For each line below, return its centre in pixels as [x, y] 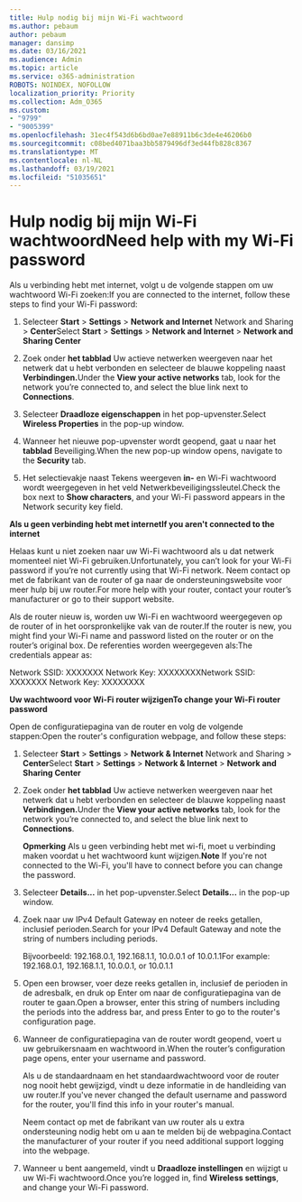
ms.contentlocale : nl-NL [56, 160]
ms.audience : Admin [46, 60]
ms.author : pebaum [44, 26]
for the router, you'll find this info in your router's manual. [128, 1105]
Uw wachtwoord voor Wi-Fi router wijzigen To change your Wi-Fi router [145, 699]
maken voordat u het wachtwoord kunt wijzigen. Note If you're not [145, 856]
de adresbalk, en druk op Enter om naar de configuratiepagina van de [151, 993]
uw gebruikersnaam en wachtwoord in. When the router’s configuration [154, 1049]
